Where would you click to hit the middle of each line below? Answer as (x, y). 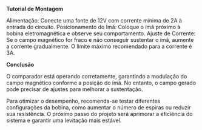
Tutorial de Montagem (35, 9)
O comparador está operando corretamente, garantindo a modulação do (97, 76)
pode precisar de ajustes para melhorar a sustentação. (75, 89)
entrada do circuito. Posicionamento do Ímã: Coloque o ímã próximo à (93, 27)
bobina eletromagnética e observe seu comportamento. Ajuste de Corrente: (101, 33)
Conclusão (20, 64)
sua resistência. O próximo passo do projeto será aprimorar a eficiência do (99, 114)
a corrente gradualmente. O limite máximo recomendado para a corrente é (99, 46)
